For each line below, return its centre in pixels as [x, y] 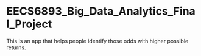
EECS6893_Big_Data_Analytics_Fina [101, 11]
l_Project [29, 24]
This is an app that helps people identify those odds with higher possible [97, 41]
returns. [16, 47]
